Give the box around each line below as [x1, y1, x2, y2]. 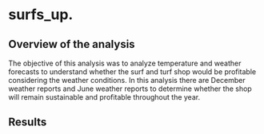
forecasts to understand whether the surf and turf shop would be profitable [8, 67, 257, 77]
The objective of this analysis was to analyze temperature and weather [8, 58, 242, 68]
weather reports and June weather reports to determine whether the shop [8, 84, 252, 93]
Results [8, 116, 47, 129]
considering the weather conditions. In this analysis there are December [8, 76, 246, 85]
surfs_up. [8, 6, 74, 24]
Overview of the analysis [8, 37, 135, 51]
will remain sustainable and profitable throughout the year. [8, 93, 201, 101]
